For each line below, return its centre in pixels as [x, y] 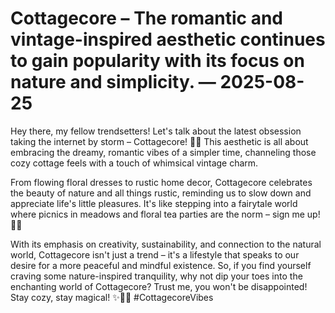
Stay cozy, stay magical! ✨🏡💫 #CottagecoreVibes [112, 297]
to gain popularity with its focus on [157, 61]
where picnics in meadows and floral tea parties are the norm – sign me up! [165, 214]
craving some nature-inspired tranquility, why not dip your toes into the [156, 276]
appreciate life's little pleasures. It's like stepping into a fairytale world [154, 203]
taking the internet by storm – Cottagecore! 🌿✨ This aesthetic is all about [159, 141]
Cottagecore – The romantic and [147, 18]
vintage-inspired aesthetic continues [168, 39]
